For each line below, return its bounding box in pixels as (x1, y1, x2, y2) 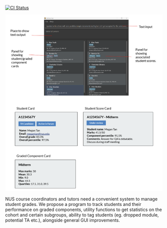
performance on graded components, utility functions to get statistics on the (5, 206, 162, 212)
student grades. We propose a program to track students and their (5, 201, 142, 207)
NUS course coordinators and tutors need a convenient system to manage (5, 196, 158, 202)
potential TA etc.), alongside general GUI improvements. (5, 217, 121, 223)
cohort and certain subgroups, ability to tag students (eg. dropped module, (5, 212, 159, 218)
